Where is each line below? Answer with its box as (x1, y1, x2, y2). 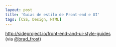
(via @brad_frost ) (5, 36, 42, 42)
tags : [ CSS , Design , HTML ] (5, 17, 62, 22)
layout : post (5, 7, 33, 13)
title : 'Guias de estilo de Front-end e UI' (5, 12, 100, 17)
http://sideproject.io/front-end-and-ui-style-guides (5, 31, 111, 37)
